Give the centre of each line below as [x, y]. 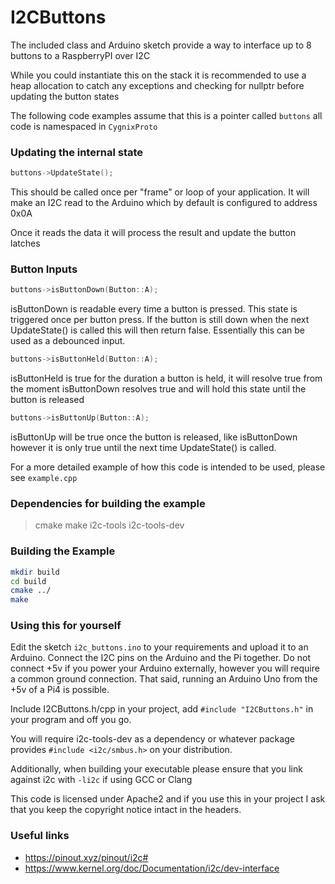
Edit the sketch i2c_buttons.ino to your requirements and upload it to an [159, 647]
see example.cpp [44, 478]
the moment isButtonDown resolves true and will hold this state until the [158, 389]
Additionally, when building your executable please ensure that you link [156, 769]
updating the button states [65, 96]
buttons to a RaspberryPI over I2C [80, 55]
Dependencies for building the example [108, 503]
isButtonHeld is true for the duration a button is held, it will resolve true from [166, 378]
